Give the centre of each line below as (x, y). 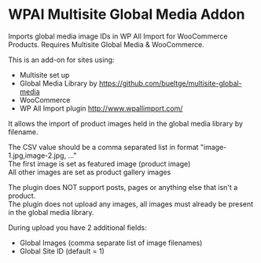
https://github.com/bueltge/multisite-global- (170, 83)
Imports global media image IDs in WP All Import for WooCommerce (118, 36)
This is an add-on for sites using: (61, 60)
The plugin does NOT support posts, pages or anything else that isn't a (123, 187)
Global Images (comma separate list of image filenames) (111, 243)
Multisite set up (44, 75)
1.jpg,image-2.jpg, (37, 155)
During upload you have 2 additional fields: (77, 227)
